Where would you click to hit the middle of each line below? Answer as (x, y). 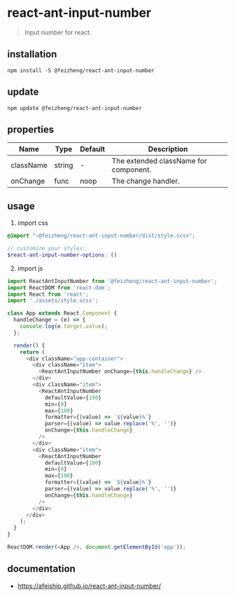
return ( (33, 352)
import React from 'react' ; (48, 294)
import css (33, 223)
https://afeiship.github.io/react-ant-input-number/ (89, 586)
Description (168, 149)
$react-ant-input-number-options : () (62, 255)
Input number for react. (58, 32)
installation (32, 54)
